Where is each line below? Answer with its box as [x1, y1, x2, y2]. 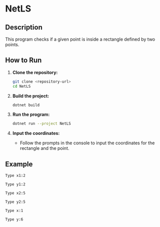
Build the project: [12, 93, 49, 99]
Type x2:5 [5, 191, 26, 196]
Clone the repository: [12, 69, 58, 75]
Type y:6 [5, 217, 23, 222]
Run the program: [12, 111, 50, 118]
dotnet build [12, 102, 40, 108]
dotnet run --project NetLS [12, 121, 71, 126]
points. [5, 42, 19, 48]
